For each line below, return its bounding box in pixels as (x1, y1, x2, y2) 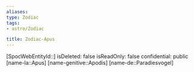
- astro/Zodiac (6, 25, 44, 32)
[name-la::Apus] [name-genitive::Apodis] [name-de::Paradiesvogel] (6, 59, 174, 67)
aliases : (6, 8, 28, 15)
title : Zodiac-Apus (6, 37, 55, 43)
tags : (6, 20, 20, 26)
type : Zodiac (6, 14, 39, 20)
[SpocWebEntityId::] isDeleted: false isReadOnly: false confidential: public (6, 53, 189, 60)
